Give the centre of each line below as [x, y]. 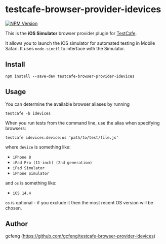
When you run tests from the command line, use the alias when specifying [83, 123]
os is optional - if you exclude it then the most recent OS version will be [79, 202]
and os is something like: [31, 183]
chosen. [14, 208]
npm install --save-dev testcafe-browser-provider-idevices [70, 76]
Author [16, 224]
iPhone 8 [22, 157]
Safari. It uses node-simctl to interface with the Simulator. [65, 48]
